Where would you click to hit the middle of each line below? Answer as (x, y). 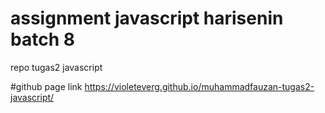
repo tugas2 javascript (56, 67)
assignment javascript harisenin (147, 18)
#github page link (46, 86)
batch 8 (42, 39)
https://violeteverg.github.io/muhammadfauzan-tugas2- (199, 86)
